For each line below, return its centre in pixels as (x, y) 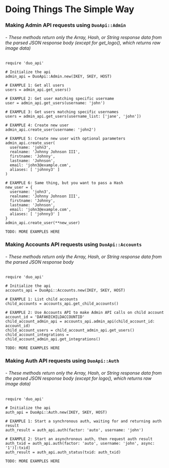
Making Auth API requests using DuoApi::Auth (62, 361)
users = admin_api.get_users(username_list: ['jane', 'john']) (73, 117)
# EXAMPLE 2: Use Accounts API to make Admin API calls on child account (85, 313)
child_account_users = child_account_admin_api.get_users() (70, 331)
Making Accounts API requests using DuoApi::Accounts (74, 244)
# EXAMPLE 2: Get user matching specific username (60, 99)
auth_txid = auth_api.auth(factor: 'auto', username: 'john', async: (80, 443)
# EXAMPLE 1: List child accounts (42, 299)
